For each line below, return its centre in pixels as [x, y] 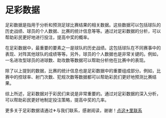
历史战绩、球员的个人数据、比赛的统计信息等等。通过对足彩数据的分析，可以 [83, 31]
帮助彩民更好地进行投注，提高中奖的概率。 [48, 37]
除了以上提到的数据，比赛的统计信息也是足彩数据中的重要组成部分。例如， [81, 70]
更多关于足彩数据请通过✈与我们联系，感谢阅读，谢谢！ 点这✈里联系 [74, 110]
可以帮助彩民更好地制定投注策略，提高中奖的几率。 [57, 100]
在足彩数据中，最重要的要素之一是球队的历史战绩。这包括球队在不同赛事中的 [83, 48]
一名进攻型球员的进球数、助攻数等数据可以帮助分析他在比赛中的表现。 [77, 60]
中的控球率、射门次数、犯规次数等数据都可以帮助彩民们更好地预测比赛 [81, 77]
